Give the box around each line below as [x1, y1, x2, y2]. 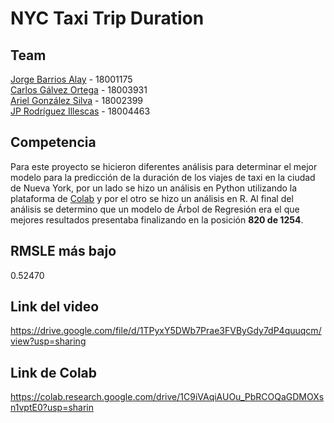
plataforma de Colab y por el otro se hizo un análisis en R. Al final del [10, 192, 294, 204]
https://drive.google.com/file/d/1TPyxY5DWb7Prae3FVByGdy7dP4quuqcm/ [10, 325, 322, 337]
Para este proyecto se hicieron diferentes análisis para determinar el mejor [10, 160, 318, 172]
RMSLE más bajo [10, 243, 117, 260]
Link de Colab [10, 364, 98, 381]
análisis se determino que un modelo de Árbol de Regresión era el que [10, 203, 300, 215]
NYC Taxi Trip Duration [10, 7, 205, 30]
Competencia [10, 134, 97, 151]
